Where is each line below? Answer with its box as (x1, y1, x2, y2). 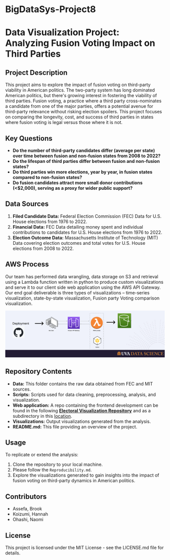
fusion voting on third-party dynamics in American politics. (12, 478, 136, 484)
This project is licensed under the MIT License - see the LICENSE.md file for (5, 545, 164, 551)
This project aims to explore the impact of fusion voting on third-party (5, 82, 151, 88)
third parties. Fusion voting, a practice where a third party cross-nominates (5, 98, 162, 104)
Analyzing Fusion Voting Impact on (5, 37, 155, 49)
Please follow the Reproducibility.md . (12, 467, 92, 473)
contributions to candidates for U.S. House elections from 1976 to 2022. (12, 229, 163, 235)
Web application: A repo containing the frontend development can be (12, 402, 158, 408)
